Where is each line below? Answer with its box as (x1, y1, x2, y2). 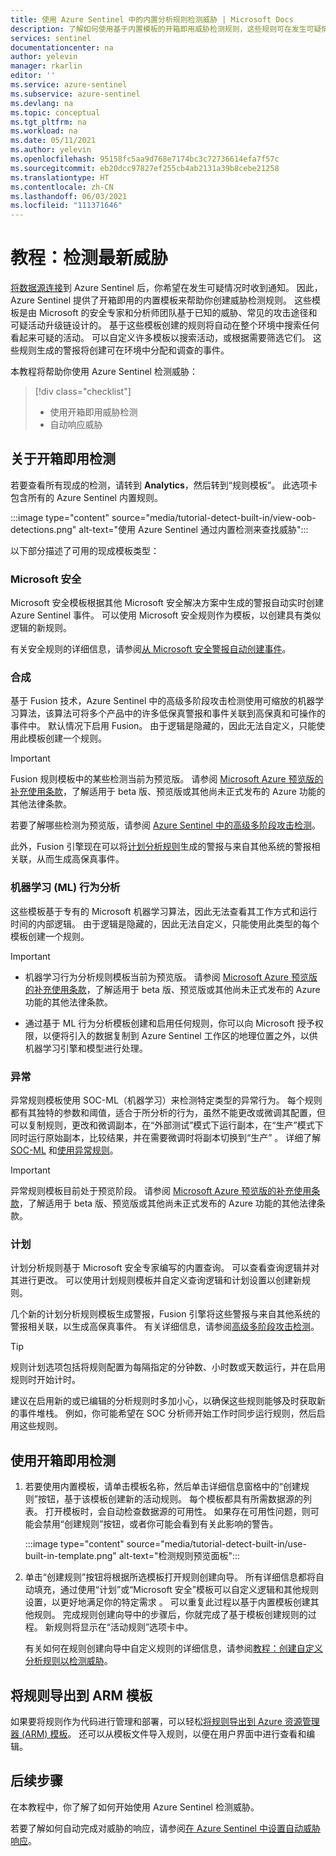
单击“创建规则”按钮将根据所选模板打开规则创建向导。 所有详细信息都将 (24, 1571, 317, 1583)
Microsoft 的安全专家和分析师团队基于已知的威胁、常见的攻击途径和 (38, 307, 318, 319)
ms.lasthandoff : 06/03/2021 (10, 191, 128, 201)
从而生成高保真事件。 (36, 853, 125, 865)
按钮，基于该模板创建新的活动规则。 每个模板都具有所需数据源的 (37, 1493, 303, 1505)
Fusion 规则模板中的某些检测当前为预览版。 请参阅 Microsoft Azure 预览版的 (10, 773, 324, 785)
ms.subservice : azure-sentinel (10, 89, 141, 99)
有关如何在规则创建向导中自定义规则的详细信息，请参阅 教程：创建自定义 (24, 1642, 323, 1655)
